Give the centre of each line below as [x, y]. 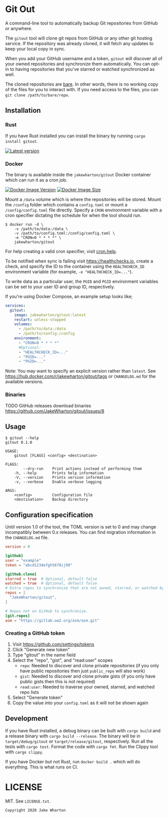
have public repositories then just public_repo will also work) [82, 671]
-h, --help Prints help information [59, 473]
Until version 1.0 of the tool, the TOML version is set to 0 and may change [81, 527]
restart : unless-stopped [40, 320]
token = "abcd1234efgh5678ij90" [39, 565]
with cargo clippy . [24, 752]
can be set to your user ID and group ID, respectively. [60, 287]
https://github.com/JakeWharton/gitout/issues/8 [55, 411]
